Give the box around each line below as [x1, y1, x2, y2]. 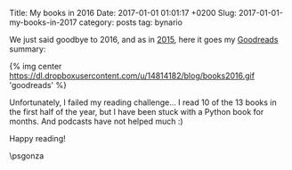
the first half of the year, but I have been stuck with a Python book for [9, 107, 264, 117]
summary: [9, 44, 46, 54]
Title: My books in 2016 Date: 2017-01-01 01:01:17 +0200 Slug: [9, 8, 238, 18]
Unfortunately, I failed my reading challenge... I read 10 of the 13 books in [9, 97, 278, 108]
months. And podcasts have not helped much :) [9, 116, 184, 126]
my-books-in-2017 [9, 17, 77, 28]
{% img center [9, 61, 62, 71]
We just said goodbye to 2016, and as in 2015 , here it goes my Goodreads [9, 35, 279, 45]
